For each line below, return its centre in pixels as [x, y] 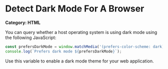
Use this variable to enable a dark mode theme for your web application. [79, 61]
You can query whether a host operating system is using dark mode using [81, 32]
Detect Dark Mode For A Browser [75, 9]
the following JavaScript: [31, 37]
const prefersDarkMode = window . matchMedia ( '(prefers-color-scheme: [78, 46]
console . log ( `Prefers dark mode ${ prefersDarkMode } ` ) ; [63, 51]
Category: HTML [23, 22]
